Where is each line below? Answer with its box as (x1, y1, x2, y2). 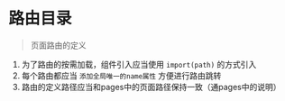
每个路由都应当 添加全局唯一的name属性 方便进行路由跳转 (21, 69, 222, 81)
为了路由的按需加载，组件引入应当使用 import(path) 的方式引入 (21, 59, 257, 69)
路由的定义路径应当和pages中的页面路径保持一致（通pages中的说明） (21, 81, 281, 92)
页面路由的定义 (30, 40, 87, 50)
